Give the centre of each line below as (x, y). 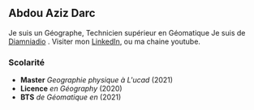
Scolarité (27, 62)
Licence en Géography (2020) (71, 89)
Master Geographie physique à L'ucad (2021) (96, 80)
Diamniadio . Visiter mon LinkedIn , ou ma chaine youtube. (105, 41)
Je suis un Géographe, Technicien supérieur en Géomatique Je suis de (127, 32)
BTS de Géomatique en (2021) (71, 97)
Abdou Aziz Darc (52, 13)
